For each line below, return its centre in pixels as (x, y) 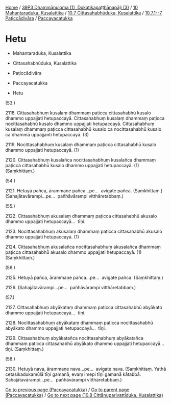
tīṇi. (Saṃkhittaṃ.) (25, 349)
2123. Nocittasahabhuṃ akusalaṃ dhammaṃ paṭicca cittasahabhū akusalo (84, 231)
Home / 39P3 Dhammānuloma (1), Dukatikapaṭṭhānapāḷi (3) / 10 (71, 7)
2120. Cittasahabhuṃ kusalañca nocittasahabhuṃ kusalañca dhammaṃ (81, 160)
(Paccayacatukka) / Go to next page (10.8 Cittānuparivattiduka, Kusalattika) (84, 395)
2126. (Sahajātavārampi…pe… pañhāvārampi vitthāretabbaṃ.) (71, 287)
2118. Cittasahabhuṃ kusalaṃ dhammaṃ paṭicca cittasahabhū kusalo (78, 113)
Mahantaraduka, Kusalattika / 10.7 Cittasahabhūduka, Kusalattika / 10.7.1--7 (84, 13)
